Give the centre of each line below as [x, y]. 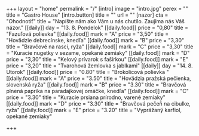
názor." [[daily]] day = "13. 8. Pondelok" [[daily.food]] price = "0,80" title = [97, 27]
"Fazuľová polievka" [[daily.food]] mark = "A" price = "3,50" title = [88, 34]
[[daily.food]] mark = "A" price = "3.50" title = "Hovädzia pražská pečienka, [99, 78]
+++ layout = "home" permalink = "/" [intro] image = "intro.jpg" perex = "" [97, 9]
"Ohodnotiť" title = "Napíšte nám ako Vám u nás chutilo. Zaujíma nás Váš [96, 21]
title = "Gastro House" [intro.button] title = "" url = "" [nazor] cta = [87, 15]
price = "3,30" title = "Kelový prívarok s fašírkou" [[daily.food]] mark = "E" [97, 59]
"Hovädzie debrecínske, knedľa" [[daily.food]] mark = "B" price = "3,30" [95, 40]
